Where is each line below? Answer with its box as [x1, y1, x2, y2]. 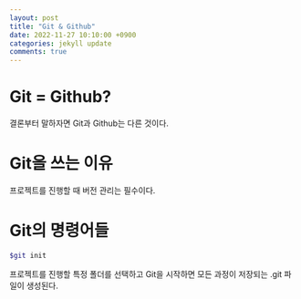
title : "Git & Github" [9, 22, 96, 31]
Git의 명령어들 [9, 221, 109, 242]
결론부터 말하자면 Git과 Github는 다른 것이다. [9, 118, 169, 129]
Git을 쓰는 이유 [9, 153, 113, 174]
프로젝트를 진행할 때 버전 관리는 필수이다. [9, 185, 156, 196]
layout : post [9, 13, 59, 23]
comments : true [9, 47, 67, 57]
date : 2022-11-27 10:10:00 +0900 [9, 30, 137, 39]
